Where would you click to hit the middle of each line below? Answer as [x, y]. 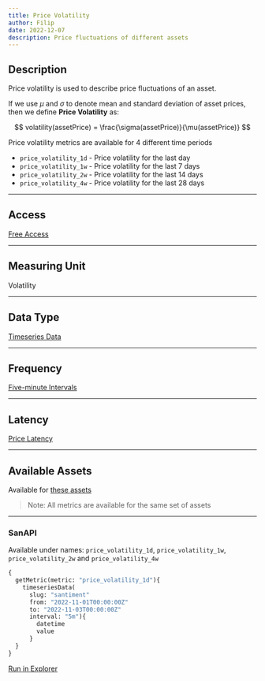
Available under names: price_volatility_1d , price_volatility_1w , [117, 550]
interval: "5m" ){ [58, 617]
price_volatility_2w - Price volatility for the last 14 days [111, 175]
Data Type [34, 317]
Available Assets [50, 471]
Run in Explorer [33, 668]
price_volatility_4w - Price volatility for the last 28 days [112, 183]
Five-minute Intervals [43, 388]
